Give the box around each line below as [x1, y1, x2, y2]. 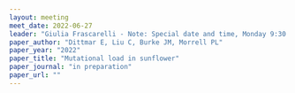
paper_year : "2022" [9, 46, 81, 55]
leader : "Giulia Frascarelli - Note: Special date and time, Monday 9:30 [9, 29, 287, 38]
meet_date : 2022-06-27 [9, 21, 93, 30]
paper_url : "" [9, 71, 62, 80]
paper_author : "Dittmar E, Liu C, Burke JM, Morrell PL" [9, 37, 223, 47]
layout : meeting [9, 12, 69, 22]
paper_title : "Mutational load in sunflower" [9, 54, 179, 63]
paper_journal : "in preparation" [9, 63, 132, 72]
